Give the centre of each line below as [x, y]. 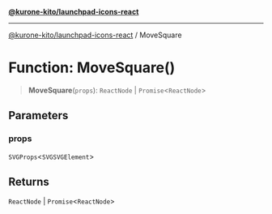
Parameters [38, 116]
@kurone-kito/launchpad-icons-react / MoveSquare [95, 35]
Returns [29, 182]
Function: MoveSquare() [92, 68]
